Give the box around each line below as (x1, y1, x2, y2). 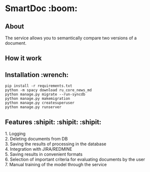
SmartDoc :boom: (5, 3, 78, 14)
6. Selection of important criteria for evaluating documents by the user (5, 156, 145, 162)
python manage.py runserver (5, 105, 62, 109)
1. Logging (5, 131, 26, 137)
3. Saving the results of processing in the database (5, 141, 106, 147)
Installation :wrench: (5, 71, 69, 79)
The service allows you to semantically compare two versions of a (5, 35, 137, 41)
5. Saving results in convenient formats (5, 151, 83, 157)
